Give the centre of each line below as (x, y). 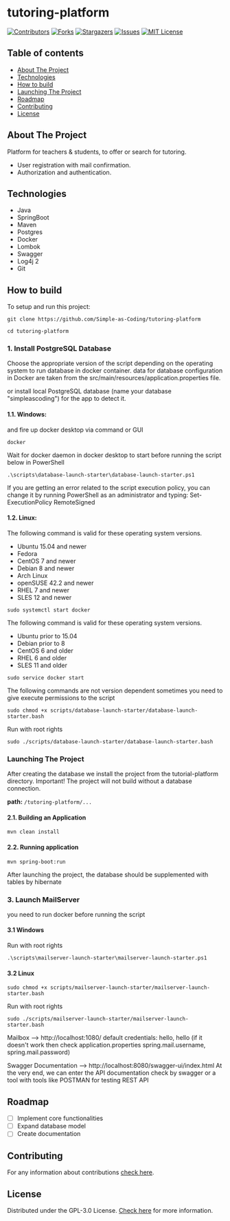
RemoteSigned (74, 502)
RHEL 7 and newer (43, 590)
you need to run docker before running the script (76, 914)
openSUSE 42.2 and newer (55, 583)
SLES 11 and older (42, 665)
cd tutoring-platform (38, 332)
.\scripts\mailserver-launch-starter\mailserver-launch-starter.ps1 (107, 958)
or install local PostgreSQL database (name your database (89, 391)
